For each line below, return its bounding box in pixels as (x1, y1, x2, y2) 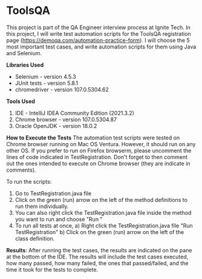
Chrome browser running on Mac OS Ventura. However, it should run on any (6, 140, 196, 147)
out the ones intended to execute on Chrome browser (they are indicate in (6, 160, 191, 167)
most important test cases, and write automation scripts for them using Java (6, 43, 197, 50)
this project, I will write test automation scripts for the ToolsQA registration (6, 30, 192, 37)
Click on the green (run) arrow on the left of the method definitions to (15, 196, 187, 203)
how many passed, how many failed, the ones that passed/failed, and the (6, 259, 189, 267)
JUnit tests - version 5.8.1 (15, 79, 79, 87)
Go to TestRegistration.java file (15, 189, 92, 197)
